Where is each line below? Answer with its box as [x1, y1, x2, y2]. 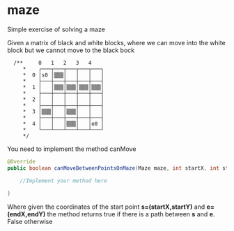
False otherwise [7, 218, 53, 226]
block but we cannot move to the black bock [7, 46, 135, 54]
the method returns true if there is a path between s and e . [47, 210, 215, 218]
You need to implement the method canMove [7, 145, 136, 153]
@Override [7, 158, 36, 165]
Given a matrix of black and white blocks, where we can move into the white [7, 38, 226, 47]
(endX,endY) [7, 210, 46, 218]
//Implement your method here [19, 177, 108, 184]
